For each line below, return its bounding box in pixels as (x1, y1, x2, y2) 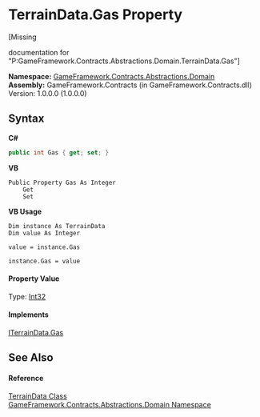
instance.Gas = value (8, 257, 81, 265)
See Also (8, 351, 54, 365)
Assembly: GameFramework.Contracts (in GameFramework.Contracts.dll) (8, 80, 253, 90)
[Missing (8, 32, 38, 42)
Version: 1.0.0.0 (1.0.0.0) (8, 88, 87, 98)
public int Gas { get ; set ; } (8, 148, 110, 157)
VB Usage (8, 206, 42, 216)
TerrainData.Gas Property (8, 6, 182, 24)
